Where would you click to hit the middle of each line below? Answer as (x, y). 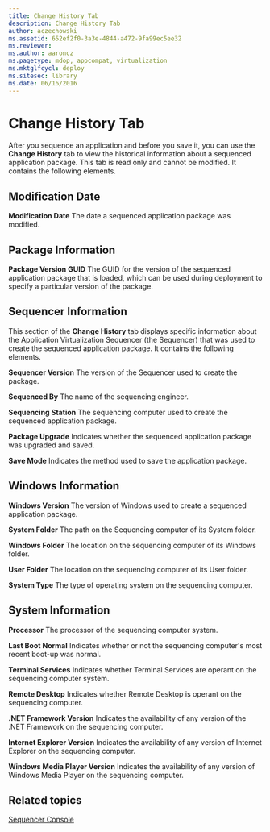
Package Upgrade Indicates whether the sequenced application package (130, 436)
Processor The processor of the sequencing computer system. (113, 630)
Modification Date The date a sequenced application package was (120, 216)
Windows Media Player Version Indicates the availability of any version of (132, 766)
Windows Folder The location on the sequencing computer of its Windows (132, 545)
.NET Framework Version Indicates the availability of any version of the (127, 718)
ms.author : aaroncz (41, 53)
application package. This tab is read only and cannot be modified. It (122, 163)
